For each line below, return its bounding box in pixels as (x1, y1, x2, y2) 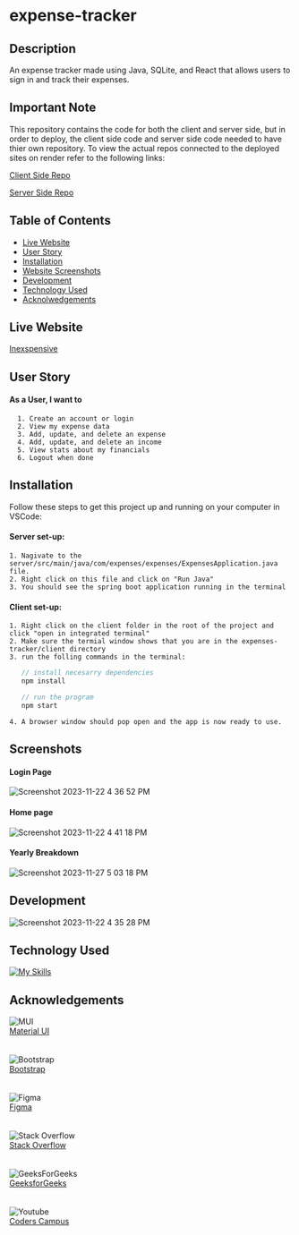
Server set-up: (9, 532, 65, 542)
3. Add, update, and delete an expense (17, 430, 167, 439)
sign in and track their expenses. (9, 74, 130, 85)
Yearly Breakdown (9, 847, 79, 858)
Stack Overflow (9, 1140, 67, 1151)
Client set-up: (9, 601, 63, 612)
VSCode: (9, 511, 43, 522)
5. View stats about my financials (17, 446, 150, 455)
